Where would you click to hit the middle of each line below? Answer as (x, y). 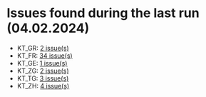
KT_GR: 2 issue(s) (43, 48)
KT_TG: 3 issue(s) (43, 78)
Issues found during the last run (103, 13)
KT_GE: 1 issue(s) (42, 63)
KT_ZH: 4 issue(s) (43, 86)
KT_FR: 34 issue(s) (45, 56)
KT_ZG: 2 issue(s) (43, 71)
